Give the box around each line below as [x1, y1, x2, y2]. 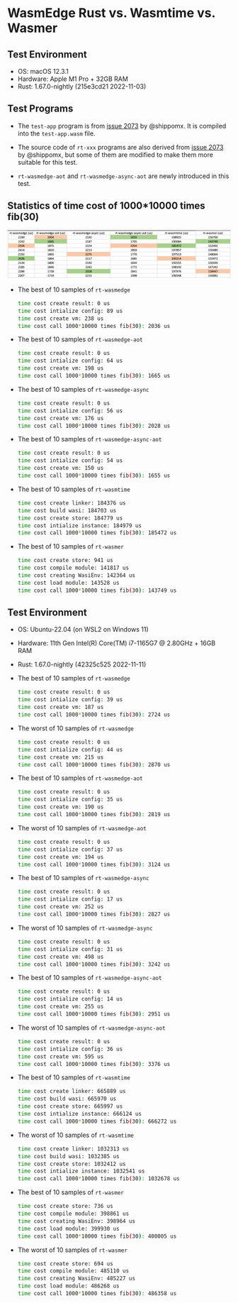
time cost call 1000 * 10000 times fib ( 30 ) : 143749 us [17, 587, 177, 594]
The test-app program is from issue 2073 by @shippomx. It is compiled [17, 121, 227, 130]
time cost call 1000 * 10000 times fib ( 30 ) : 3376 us [17, 1060, 171, 1067]
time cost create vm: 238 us [17, 314, 104, 322]
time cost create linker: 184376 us [17, 499, 126, 507]
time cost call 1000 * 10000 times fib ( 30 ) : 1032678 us [17, 1175, 180, 1182]
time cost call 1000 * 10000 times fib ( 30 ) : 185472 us [17, 529, 177, 537]
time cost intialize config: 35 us [17, 796, 123, 803]
